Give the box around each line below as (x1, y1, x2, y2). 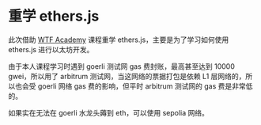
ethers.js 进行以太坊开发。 (8, 44, 94, 54)
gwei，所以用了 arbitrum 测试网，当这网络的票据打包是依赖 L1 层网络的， (8, 71, 246, 81)
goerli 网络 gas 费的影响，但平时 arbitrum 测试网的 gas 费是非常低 (37, 81, 253, 91)
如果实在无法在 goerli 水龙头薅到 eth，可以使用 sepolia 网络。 (8, 108, 210, 117)
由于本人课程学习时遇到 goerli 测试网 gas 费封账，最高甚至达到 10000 (8, 61, 235, 71)
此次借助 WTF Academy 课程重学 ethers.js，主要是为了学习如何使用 (8, 35, 229, 44)
